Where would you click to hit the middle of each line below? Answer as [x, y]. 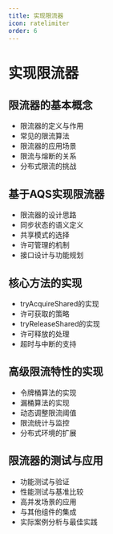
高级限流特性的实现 [56, 372]
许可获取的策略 [44, 314]
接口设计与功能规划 [52, 255]
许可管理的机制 [44, 245]
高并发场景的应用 [48, 501]
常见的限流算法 [44, 136]
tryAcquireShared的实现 [59, 304]
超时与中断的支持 [48, 344]
